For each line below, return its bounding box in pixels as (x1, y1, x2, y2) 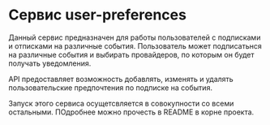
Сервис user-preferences (8, 6, 186, 24)
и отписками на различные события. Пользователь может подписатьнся (8, 41, 262, 50)
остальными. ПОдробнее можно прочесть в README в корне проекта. (8, 107, 255, 117)
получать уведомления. (8, 58, 92, 68)
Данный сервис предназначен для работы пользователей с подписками (8, 32, 261, 42)
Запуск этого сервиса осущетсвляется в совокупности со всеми (8, 98, 234, 108)
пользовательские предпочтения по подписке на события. (8, 83, 213, 93)
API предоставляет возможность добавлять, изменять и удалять (8, 74, 234, 84)
